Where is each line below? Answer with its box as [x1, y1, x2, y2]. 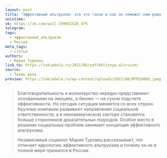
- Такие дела [9, 72, 37, 77]
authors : [5, 53, 23, 59]
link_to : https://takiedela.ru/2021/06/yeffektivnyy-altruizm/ [5, 63, 139, 68]
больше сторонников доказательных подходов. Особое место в [17, 116, 154, 122]
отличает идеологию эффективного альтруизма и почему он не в [17, 142, 157, 148]
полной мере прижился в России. [17, 147, 90, 153]
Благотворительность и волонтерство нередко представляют [17, 90, 149, 96]
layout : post [5, 7, 32, 12]
